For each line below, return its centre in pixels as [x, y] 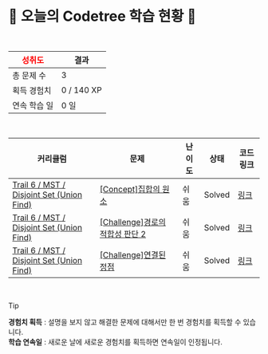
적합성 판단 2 [122, 234]
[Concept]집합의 [130, 189]
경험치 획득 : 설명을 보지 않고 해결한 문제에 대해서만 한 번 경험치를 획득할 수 [125, 322]
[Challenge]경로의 [132, 222]
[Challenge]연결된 [132, 254]
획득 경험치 [32, 90]
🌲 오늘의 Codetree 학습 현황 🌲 [102, 16]
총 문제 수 [29, 75]
